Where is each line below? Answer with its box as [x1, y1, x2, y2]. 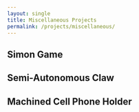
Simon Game [7, 48, 63, 60]
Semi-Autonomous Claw [7, 72, 115, 84]
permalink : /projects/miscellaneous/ [7, 23, 116, 30]
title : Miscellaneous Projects [7, 17, 97, 24]
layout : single [7, 10, 51, 17]
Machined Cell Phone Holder [7, 95, 132, 107]
